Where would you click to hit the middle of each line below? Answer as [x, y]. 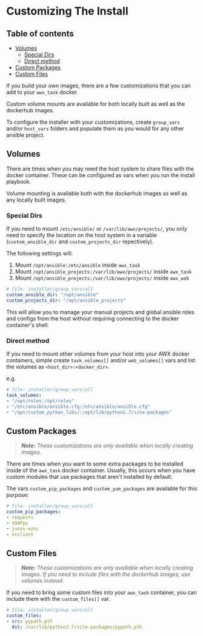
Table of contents [40, 34]
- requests [20, 517]
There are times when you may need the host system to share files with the [100, 169]
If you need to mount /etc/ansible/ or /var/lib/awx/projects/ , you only [97, 229]
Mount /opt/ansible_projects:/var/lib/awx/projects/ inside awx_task [103, 272]
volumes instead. [42, 581]
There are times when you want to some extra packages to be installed [95, 464]
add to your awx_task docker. [42, 92]
